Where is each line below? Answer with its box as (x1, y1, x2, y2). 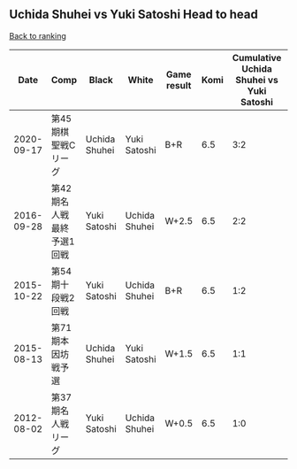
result (166, 79, 192, 91)
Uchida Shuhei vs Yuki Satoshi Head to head (9, 7, 258, 22)
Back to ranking (9, 30, 66, 41)
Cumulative (232, 51, 282, 64)
